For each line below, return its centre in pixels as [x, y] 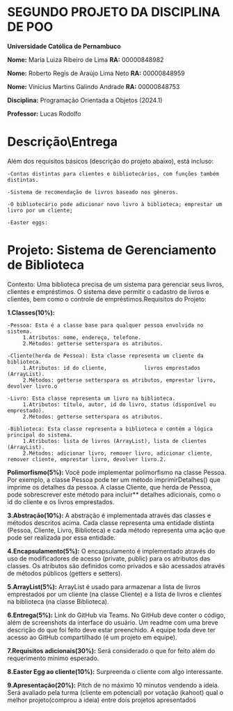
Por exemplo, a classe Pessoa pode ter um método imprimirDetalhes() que [114, 479]
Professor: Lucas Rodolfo [44, 114]
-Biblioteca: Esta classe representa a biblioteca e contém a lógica [110, 429]
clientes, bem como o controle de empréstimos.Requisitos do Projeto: [107, 299]
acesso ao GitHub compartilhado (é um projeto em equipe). [92, 637]
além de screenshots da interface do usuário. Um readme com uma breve [113, 622]
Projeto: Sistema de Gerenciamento [112, 250]
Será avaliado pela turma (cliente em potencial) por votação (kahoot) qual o [115, 692]
